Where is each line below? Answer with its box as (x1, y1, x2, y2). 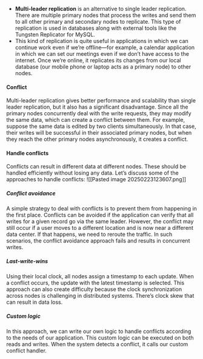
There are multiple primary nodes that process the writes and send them (15, 12, 196, 19)
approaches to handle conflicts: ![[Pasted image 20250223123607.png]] (6, 176, 187, 183)
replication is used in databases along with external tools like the (15, 24, 177, 32)
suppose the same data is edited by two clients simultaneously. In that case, (6, 122, 196, 130)
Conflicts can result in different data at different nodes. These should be (6, 163, 187, 170)
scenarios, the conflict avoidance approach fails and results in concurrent (6, 237, 190, 244)
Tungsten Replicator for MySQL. (15, 31, 96, 38)
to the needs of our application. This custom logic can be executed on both (6, 334, 194, 341)
